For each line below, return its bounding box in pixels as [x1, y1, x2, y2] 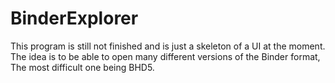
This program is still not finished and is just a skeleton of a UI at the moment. [10, 40, 326, 52]
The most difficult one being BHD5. [10, 61, 155, 73]
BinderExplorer [10, 7, 139, 30]
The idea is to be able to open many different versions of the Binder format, [10, 50, 321, 62]
